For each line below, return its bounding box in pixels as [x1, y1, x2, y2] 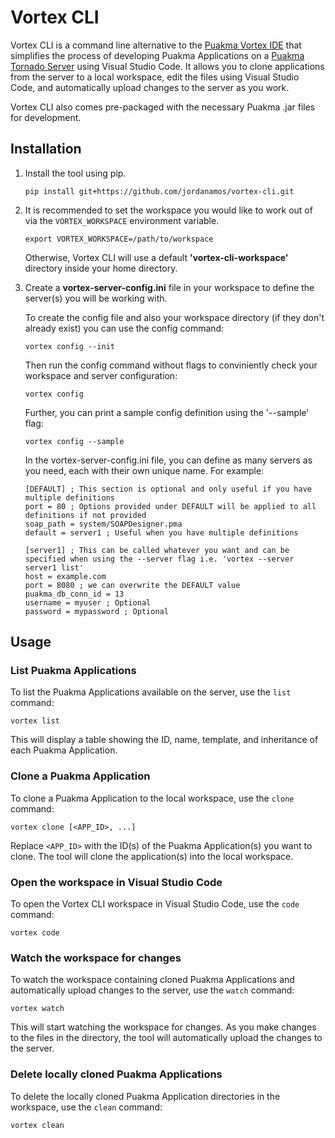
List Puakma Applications [10, 664, 137, 678]
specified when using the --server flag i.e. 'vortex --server [24, 554, 295, 564]
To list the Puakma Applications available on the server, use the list [10, 686, 292, 698]
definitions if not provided [24, 510, 147, 520]
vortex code [10, 928, 60, 938]
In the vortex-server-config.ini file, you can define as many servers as [24, 454, 313, 466]
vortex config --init [24, 341, 115, 351]
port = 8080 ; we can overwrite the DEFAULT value [24, 580, 241, 590]
